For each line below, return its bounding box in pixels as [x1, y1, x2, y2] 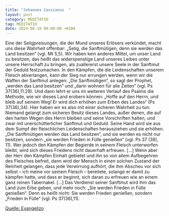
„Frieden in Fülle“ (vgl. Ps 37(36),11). [5, 195, 80, 202]
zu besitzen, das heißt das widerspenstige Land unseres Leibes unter [5, 56, 150, 62]
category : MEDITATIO [5, 17, 49, 22]
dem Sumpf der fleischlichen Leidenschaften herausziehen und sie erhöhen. [5, 126, 164, 132]
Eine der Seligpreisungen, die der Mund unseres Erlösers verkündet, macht [5, 40, 161, 46]
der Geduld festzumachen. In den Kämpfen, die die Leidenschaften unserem [5, 67, 164, 73]
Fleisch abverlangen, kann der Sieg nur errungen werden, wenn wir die [5, 72, 153, 78]
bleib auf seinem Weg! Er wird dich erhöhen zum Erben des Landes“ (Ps [5, 99, 155, 105]
